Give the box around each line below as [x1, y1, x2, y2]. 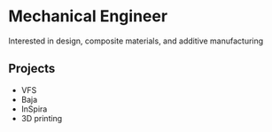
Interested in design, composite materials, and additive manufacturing [8, 35, 264, 46]
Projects [8, 61, 56, 76]
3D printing [20, 113, 63, 123]
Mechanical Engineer [8, 6, 168, 27]
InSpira [20, 104, 48, 114]
